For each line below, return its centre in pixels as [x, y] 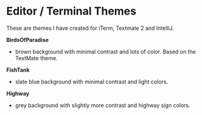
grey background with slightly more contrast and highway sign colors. [103, 105]
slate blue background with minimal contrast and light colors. [92, 82]
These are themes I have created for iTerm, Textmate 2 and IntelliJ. [90, 28]
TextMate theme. [36, 58]
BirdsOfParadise [27, 40]
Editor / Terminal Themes [71, 11]
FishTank [18, 70]
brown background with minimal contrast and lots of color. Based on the [105, 51]
